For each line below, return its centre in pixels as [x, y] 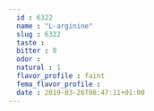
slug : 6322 [39, 34]
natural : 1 [39, 68]
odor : [29, 59]
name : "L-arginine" [55, 26]
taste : [31, 43]
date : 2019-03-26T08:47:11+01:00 [81, 92]
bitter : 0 [37, 51]
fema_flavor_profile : [59, 84]
